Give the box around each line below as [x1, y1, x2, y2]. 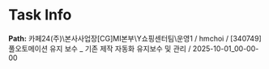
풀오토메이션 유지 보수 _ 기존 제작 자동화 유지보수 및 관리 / [8, 43, 191, 54]
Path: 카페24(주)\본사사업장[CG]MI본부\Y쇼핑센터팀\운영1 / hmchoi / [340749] [8, 33, 262, 43]
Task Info [8, 6, 72, 24]
